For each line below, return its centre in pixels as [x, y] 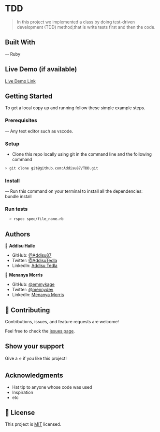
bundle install [18, 197]
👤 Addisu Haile [20, 246]
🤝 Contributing [28, 310]
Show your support [35, 346]
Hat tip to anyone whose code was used [52, 387]
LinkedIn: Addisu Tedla [35, 266]
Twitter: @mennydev [33, 290]
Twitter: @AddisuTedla [34, 261]
